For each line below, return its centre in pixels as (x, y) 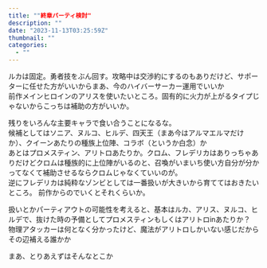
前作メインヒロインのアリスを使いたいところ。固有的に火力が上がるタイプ (130, 96)
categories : (28, 45)
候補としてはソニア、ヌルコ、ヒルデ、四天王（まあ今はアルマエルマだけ (126, 133)
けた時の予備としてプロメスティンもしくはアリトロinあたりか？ (147, 219)
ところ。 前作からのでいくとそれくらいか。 (79, 192)
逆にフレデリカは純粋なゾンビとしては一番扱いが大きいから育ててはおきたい (134, 183)
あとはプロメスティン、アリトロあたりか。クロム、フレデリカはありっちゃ (130, 153)
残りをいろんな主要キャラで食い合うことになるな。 (92, 123)
